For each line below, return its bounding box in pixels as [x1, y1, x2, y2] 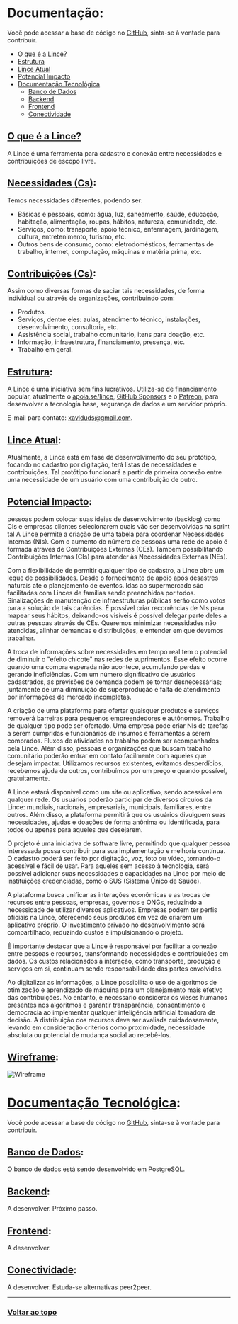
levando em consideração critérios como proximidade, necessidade [7, 1023, 205, 1032]
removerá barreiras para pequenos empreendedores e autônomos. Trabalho [7, 714, 230, 722]
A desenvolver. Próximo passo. [7, 1204, 98, 1213]
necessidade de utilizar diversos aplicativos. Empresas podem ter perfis [7, 905, 217, 914]
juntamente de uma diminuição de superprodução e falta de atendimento [7, 685, 221, 693]
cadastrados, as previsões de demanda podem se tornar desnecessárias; [7, 678, 222, 686]
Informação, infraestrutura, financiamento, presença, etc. [17, 338, 186, 346]
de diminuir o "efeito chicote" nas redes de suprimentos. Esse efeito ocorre [7, 655, 227, 663]
